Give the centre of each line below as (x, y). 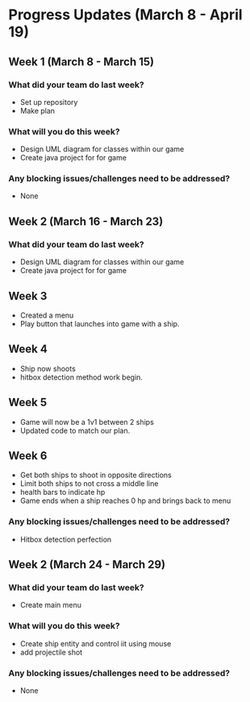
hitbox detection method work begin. (81, 377)
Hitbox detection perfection (66, 539)
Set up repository (49, 102)
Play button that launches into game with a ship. (100, 323)
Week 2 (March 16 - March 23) (86, 221)
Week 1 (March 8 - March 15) (81, 62)
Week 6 (28, 456)
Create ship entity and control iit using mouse (96, 643)
